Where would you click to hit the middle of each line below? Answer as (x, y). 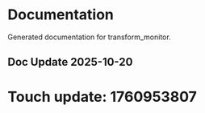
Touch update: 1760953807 (102, 97)
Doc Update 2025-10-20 (70, 62)
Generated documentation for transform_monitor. (89, 37)
